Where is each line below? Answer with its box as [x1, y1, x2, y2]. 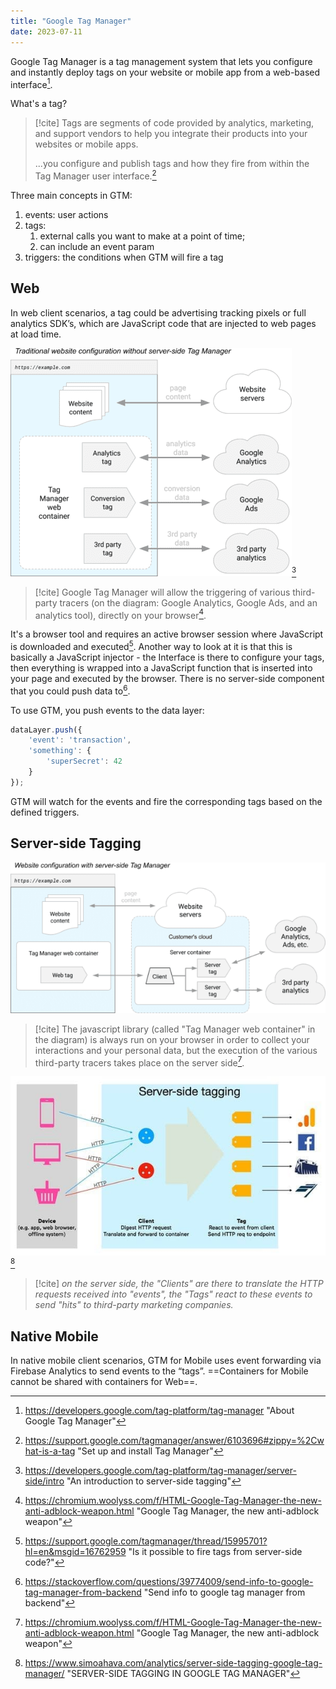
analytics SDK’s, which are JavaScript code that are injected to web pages [10, 317, 317, 329]
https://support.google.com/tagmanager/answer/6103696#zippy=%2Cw [24, 1435, 325, 1447]
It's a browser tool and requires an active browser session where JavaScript [10, 628, 324, 640]
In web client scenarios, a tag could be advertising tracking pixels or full [10, 306, 307, 319]
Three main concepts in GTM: [10, 189, 133, 201]
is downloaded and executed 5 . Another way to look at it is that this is [10, 639, 293, 652]
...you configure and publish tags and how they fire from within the [34, 158, 310, 170]
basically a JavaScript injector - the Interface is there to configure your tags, [10, 651, 325, 663]
